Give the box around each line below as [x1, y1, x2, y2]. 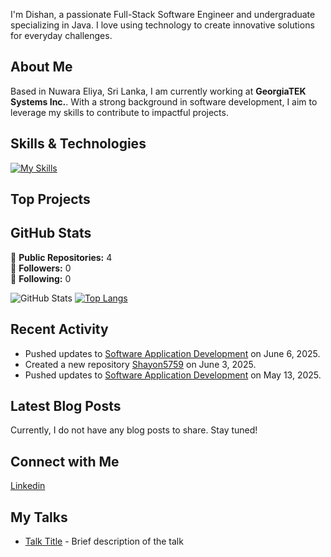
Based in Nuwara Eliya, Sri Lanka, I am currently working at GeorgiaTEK [10, 85, 307, 97]
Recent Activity [10, 321, 109, 338]
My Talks [10, 509, 68, 526]
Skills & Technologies [10, 135, 147, 153]
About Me [10, 59, 73, 76]
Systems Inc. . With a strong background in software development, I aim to [10, 95, 318, 108]
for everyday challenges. [10, 30, 113, 41]
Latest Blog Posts [10, 398, 122, 415]
